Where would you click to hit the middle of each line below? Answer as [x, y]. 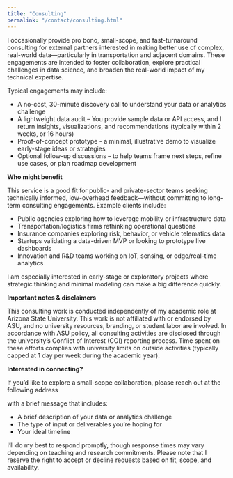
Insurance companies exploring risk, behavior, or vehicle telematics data [121, 233]
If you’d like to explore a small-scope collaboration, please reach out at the [114, 382]
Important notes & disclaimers [52, 298]
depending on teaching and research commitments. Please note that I [107, 452]
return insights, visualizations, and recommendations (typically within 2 [119, 126]
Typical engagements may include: [57, 91]
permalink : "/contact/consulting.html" [65, 20]
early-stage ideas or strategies [61, 148]
